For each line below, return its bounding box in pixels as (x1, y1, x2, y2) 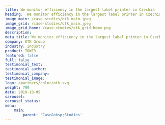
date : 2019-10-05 (5, 90, 41, 94)
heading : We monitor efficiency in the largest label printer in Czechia (5, 12, 162, 17)
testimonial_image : (5, 76, 45, 81)
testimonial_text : (5, 62, 43, 67)
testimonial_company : (5, 71, 50, 76)
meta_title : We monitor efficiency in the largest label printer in (5, 35, 148, 40)
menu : (5, 103, 16, 108)
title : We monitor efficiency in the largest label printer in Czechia (5, 7, 155, 12)
